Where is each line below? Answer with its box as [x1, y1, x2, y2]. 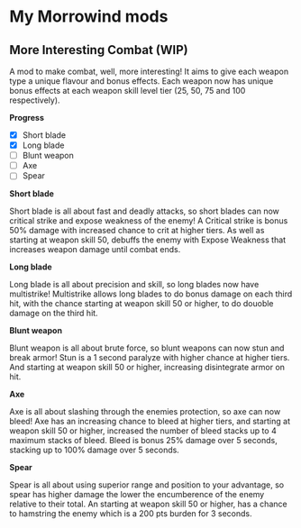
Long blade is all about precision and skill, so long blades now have [9, 279, 260, 290]
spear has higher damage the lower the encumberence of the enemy [9, 489, 265, 500]
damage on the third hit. [9, 308, 98, 319]
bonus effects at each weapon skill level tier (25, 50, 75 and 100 [9, 86, 246, 96]
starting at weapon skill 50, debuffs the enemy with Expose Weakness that [9, 234, 287, 245]
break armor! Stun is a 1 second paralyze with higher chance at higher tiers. [9, 352, 290, 363]
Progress [9, 113, 45, 123]
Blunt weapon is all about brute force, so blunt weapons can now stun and [9, 342, 285, 353]
